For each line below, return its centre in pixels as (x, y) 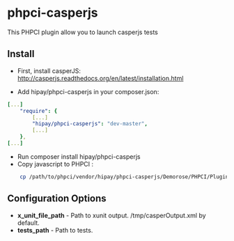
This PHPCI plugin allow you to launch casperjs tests (83, 32)
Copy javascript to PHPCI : (55, 164)
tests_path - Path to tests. (55, 230)
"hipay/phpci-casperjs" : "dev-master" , (90, 124)
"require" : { (39, 111)
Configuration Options (57, 199)
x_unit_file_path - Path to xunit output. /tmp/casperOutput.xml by (112, 215)
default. (28, 223)
